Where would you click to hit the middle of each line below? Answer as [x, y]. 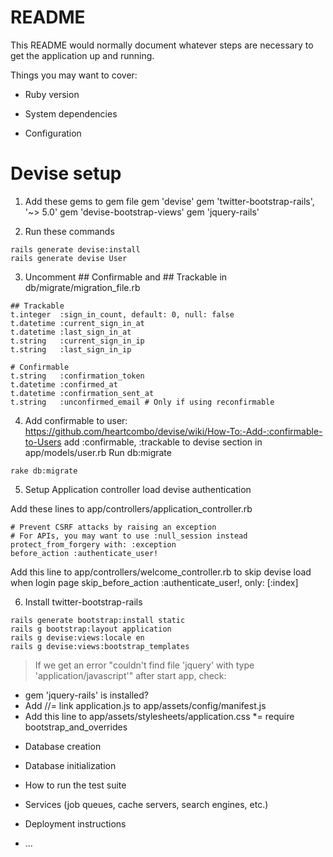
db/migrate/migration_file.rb [82, 287]
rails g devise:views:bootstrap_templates [100, 646]
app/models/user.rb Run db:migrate [98, 452]
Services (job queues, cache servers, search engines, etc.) [146, 804]
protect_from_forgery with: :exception [93, 544]
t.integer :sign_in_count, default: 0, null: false [122, 314]
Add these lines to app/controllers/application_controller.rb [131, 508]
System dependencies [71, 113]
